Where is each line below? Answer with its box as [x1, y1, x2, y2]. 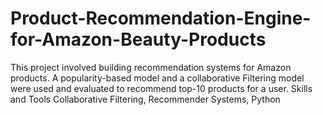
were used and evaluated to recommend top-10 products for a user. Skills [10, 82, 313, 94]
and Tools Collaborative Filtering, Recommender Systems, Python [10, 93, 281, 105]
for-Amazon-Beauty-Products [10, 28, 267, 51]
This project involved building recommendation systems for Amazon [10, 61, 292, 73]
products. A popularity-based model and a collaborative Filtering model [10, 72, 305, 84]
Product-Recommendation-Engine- [10, 7, 312, 30]
